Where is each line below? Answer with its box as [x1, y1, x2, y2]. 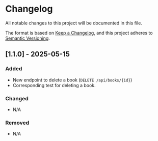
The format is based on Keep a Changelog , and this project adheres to [5, 30, 153, 36]
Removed [5, 119, 30, 126]
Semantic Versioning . [5, 35, 50, 41]
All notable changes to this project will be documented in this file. [5, 20, 143, 26]
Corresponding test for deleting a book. [12, 82, 96, 88]
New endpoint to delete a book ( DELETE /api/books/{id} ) [12, 77, 133, 83]
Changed [5, 95, 29, 102]
